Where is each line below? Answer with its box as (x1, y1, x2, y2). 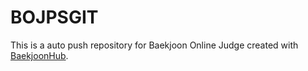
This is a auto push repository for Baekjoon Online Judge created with (10, 39, 299, 51)
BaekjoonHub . (10, 49, 69, 61)
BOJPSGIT (10, 6, 99, 29)
